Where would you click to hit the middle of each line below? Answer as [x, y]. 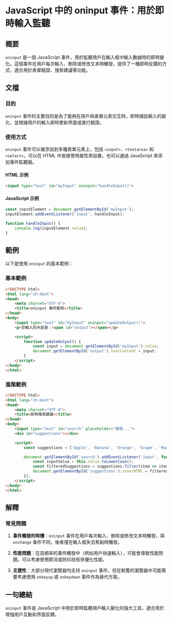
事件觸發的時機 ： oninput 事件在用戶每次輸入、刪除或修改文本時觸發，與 [89, 536]
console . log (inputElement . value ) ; [51, 228]
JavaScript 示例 [22, 198]
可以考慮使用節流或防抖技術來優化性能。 [64, 560]
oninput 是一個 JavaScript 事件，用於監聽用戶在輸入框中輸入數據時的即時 [83, 57]
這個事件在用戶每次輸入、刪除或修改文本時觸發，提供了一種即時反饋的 [88, 64]
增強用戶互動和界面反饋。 [32, 614]
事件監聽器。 [23, 162]
